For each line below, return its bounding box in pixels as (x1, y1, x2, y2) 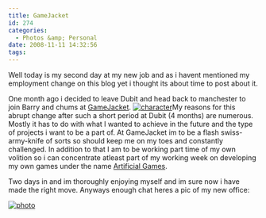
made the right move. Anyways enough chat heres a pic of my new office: (8, 185, 250, 194)
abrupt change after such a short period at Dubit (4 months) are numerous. (8, 111, 254, 120)
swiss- (221, 128, 243, 137)
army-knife (8, 136, 44, 145)
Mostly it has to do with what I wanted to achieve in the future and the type (8, 120, 253, 128)
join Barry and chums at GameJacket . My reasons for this (8, 102, 236, 112)
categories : (8, 26, 48, 34)
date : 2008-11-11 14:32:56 (8, 41, 98, 49)
